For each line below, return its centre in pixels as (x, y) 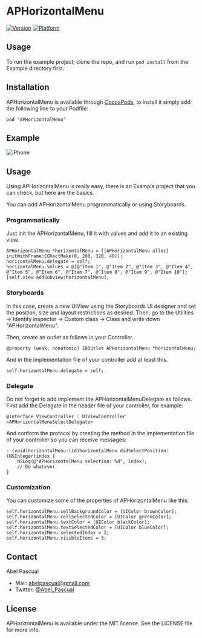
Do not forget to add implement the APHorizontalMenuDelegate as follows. (99, 399)
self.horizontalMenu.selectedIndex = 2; (58, 533)
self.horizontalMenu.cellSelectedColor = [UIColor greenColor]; (89, 517)
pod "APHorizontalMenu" (36, 120)
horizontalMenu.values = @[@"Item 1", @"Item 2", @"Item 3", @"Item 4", (100, 267)
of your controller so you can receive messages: (67, 440)
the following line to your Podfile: (47, 108)
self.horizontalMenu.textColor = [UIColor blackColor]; (78, 522)
